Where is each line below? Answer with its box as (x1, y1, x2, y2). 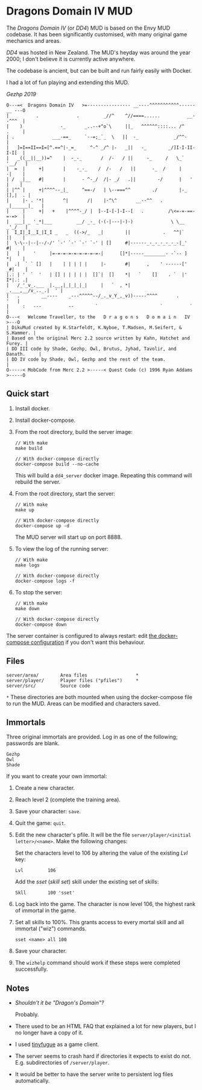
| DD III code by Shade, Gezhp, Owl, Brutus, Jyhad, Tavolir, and (6, 346, 177, 352)
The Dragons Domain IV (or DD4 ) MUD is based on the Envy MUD (6, 24, 171, 31)
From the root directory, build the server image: (14, 428, 133, 435)
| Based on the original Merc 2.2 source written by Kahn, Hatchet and (6, 335, 190, 341)
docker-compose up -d (14, 522, 69, 529)
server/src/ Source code (6, 683, 90, 689)
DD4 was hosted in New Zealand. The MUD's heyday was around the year (6, 48, 191, 56)
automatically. (14, 1077, 50, 1085)
